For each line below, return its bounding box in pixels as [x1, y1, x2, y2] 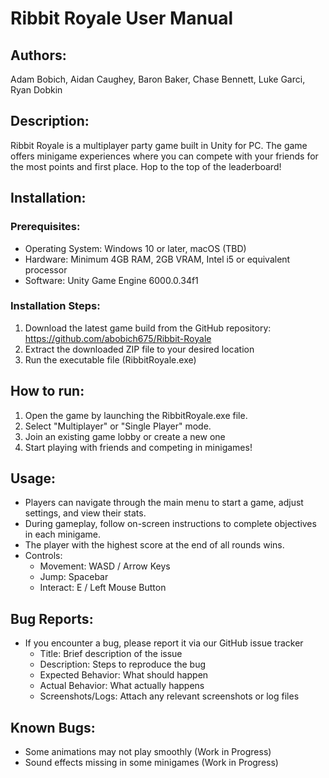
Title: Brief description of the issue [39, 648, 183, 660]
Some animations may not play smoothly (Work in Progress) [24, 746, 272, 758]
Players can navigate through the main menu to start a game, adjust [24, 497, 304, 509]
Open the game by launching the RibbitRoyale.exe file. [24, 409, 248, 421]
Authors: [10, 47, 67, 64]
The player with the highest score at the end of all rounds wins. [24, 539, 285, 551]
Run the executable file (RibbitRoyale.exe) [24, 353, 197, 366]
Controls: [24, 550, 63, 562]
